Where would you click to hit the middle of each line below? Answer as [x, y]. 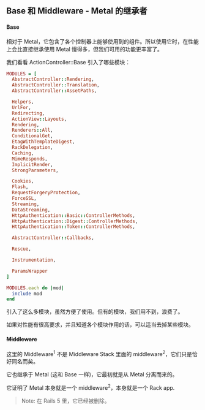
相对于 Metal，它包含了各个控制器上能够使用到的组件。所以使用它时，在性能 [102, 41]
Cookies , [23, 181]
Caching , [23, 153]
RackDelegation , [32, 148]
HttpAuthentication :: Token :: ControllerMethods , [74, 227]
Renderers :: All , [32, 131]
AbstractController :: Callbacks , [53, 238]
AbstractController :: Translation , [56, 85]
